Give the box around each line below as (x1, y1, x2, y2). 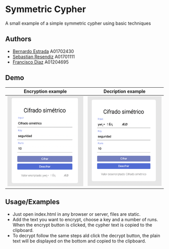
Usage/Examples (5, 198, 60, 206)
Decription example (103, 88, 146, 94)
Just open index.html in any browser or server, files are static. (12, 211, 141, 217)
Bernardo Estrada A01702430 (12, 48, 74, 54)
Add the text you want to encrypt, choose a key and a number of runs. (12, 216, 158, 222)
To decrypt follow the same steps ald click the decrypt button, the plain (12, 232, 160, 238)
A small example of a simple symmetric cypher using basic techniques (5, 20, 151, 26)
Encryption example (24, 88, 67, 94)
